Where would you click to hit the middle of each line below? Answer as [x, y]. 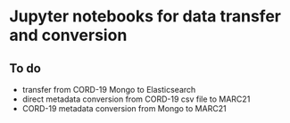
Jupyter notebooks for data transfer [145, 16]
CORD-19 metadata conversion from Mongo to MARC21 [124, 108]
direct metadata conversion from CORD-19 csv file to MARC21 [136, 99]
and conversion [68, 35]
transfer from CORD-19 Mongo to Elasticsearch [109, 90]
